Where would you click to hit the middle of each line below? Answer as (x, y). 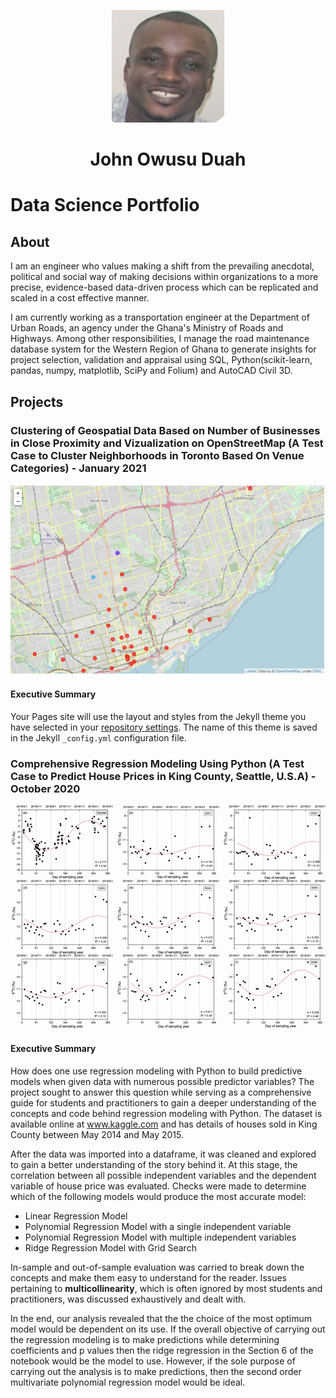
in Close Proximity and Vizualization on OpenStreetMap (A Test (167, 443)
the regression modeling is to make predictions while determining (145, 1340)
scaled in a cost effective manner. (80, 298)
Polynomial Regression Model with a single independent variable (158, 1227)
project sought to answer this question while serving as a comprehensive (161, 1092)
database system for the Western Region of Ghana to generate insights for (163, 349)
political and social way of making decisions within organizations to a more (164, 277)
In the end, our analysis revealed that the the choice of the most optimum (161, 1319)
